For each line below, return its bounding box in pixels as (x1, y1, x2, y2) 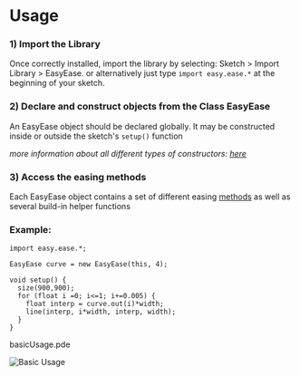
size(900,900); (17, 284, 75, 293)
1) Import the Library (9, 38, 102, 51)
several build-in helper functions (9, 201, 131, 212)
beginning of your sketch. (9, 78, 106, 89)
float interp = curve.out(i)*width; (25, 300, 165, 309)
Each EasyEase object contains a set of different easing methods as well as (9, 191, 291, 202)
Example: (9, 224, 52, 236)
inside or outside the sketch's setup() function (9, 130, 183, 141)
